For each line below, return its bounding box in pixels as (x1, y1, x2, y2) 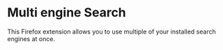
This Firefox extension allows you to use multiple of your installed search (7, 27, 216, 36)
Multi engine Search (7, 5, 127, 21)
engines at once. (7, 34, 56, 42)
